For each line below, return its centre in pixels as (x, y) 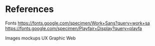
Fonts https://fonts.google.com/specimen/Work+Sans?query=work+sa (78, 23)
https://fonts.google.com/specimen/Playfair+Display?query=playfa (74, 28)
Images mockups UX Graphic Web (40, 38)
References (29, 9)
